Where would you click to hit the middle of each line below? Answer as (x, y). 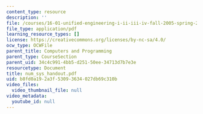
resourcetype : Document (36, 68)
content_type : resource (36, 12)
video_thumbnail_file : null (47, 90)
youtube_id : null (34, 101)
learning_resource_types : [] (43, 34)
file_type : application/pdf (42, 29)
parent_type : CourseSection (42, 57)
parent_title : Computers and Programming (59, 51)
